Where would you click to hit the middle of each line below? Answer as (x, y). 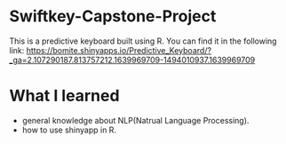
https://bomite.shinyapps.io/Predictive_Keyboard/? (119, 50)
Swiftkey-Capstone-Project (113, 16)
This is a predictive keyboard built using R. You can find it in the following (143, 41)
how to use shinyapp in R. (69, 130)
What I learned (64, 96)
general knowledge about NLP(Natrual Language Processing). (135, 120)
